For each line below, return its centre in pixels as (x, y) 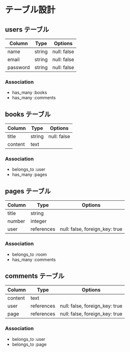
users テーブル (27, 29)
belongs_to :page (29, 344)
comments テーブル (35, 276)
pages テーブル (28, 191)
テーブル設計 (30, 10)
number (16, 221)
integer (39, 221)
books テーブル (28, 114)
